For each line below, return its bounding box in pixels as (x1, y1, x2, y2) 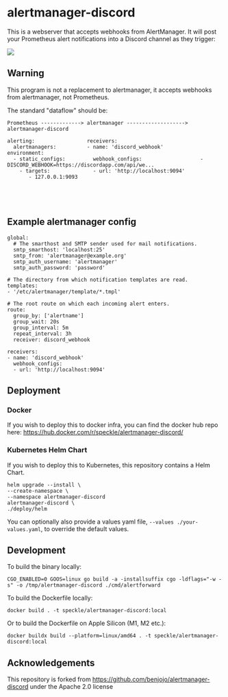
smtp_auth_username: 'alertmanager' (13, 258, 118, 265)
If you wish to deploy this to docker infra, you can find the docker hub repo (7, 421, 218, 429)
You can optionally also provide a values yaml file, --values (7, 517, 175, 526)
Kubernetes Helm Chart (7, 445, 88, 455)
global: (7, 234, 29, 241)
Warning (7, 67, 45, 80)
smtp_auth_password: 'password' (13, 264, 106, 271)
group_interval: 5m (13, 324, 69, 331)
